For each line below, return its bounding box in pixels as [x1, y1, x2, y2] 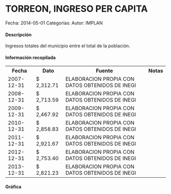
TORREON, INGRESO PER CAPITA [5, 3, 148, 15]
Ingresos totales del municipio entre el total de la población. [5, 43, 131, 49]
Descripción [5, 31, 32, 38]
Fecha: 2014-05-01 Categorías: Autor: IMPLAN [5, 20, 103, 26]
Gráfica [5, 183, 22, 189]
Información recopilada [5, 54, 56, 60]
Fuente [96, 67, 113, 74]
